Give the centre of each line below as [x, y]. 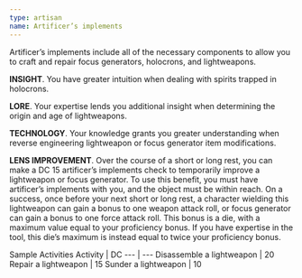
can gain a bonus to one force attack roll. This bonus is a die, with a [135, 218]
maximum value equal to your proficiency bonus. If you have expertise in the [151, 227]
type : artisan [36, 18]
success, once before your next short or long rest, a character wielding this [149, 199]
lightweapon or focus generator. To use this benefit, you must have [134, 179]
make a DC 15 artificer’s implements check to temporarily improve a [135, 170]
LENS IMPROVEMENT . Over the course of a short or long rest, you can [141, 160]
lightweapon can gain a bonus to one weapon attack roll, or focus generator [150, 208]
